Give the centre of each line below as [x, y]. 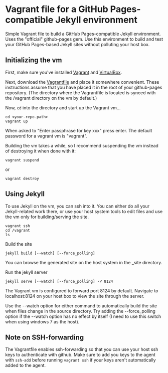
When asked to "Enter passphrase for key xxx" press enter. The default [79, 130]
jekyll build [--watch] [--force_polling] [50, 253]
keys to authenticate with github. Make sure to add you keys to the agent [80, 355]
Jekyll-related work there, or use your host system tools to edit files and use [84, 211]
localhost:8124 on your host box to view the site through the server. [75, 296]
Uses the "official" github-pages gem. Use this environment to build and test [84, 39]
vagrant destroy [22, 178]
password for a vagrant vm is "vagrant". [46, 136]
